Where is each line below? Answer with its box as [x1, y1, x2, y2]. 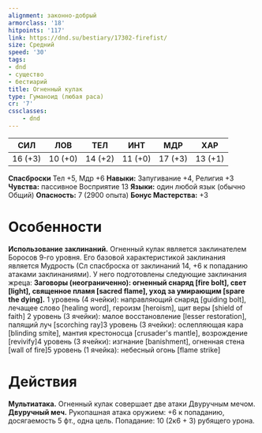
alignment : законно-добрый [8, 11, 97, 20]
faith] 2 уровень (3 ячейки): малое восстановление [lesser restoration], [8, 311, 247, 321]
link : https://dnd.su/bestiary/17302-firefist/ [8, 33, 168, 42]
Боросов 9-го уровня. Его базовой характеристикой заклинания [8, 253, 226, 262]
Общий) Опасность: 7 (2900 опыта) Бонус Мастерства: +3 [8, 190, 209, 199]
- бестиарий [8, 78, 47, 85]
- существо [8, 70, 44, 78]
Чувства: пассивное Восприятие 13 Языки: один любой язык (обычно [8, 181, 246, 191]
